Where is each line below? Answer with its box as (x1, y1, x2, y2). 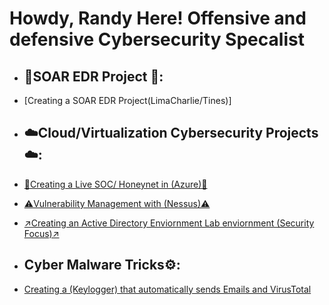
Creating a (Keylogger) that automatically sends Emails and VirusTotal (23, 283, 312, 295)
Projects (265, 125, 319, 142)
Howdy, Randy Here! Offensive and (9, 7, 307, 30)
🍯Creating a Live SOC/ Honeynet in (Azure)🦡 (23, 178, 208, 190)
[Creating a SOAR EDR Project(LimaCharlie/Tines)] (23, 95, 232, 106)
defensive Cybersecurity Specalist (9, 28, 305, 51)
